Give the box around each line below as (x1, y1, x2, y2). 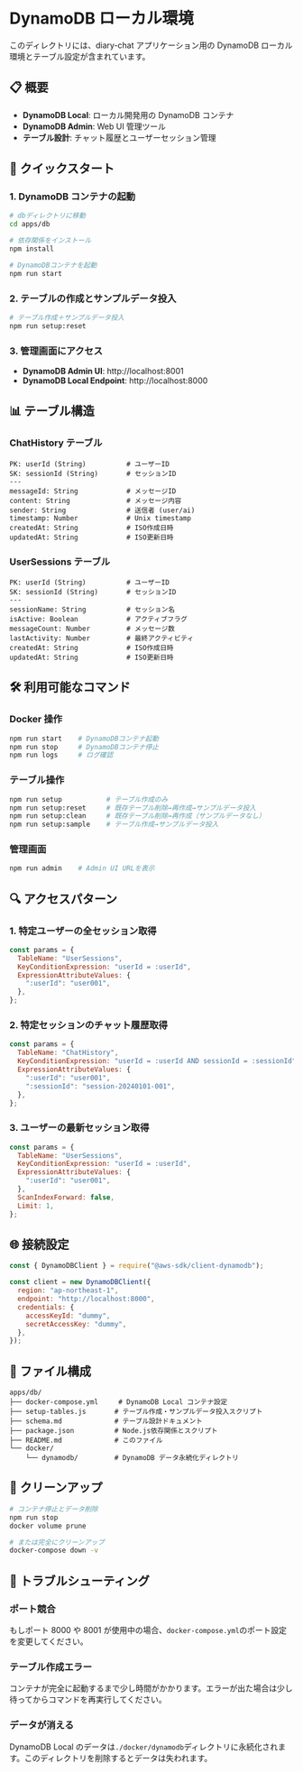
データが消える (9, 1719, 75, 1731)
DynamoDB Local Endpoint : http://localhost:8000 (22, 375, 208, 386)
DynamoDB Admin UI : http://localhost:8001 (22, 366, 184, 377)
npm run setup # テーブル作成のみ (9, 794, 169, 803)
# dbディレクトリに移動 (9, 211, 86, 221)
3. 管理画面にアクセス (9, 344, 104, 357)
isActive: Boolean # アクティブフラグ (9, 615, 188, 624)
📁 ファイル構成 (9, 1363, 92, 1379)
